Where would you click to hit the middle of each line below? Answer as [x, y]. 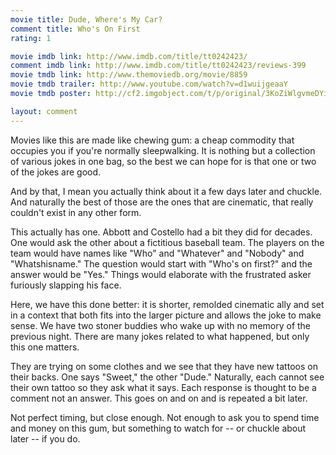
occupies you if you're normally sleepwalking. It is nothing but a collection [163, 150]
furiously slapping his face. [66, 285]
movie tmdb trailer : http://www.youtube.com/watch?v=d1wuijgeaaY [149, 84]
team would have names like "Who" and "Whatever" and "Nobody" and [157, 253]
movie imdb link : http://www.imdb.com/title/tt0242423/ [129, 56]
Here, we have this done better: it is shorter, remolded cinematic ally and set [167, 304]
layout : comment [44, 111]
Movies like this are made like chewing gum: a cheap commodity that [152, 140]
